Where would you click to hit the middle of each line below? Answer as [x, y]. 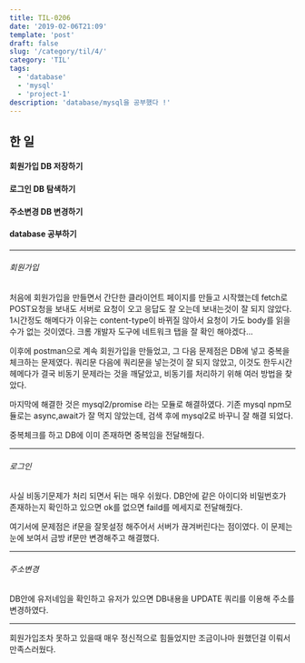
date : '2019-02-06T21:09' [58, 26]
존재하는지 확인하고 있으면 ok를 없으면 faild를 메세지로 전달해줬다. [126, 507]
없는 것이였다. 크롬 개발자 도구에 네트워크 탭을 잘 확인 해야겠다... [140, 331]
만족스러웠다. [33, 649]
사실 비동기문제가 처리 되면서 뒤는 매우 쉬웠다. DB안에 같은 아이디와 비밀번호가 [148, 496]
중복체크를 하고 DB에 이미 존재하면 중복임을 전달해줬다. [107, 435]
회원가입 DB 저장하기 [46, 166]
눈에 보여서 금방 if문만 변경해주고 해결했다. [85, 538]
